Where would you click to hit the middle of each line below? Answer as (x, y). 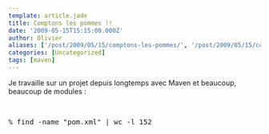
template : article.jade (48, 16)
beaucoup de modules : (47, 91)
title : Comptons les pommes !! (60, 23)
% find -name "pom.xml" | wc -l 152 (80, 122)
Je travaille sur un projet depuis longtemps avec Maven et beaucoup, (122, 83)
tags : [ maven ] (32, 61)
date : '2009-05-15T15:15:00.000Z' (66, 30)
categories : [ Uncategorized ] (57, 53)
